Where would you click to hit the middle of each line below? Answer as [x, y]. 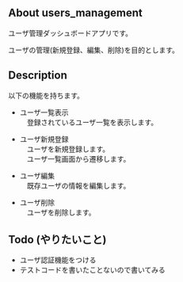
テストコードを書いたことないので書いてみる [92, 270]
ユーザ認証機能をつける [58, 260]
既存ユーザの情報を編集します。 [78, 185]
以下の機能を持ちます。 [46, 95]
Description [38, 76]
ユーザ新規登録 [44, 139]
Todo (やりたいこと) [57, 240]
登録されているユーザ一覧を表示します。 [92, 122]
